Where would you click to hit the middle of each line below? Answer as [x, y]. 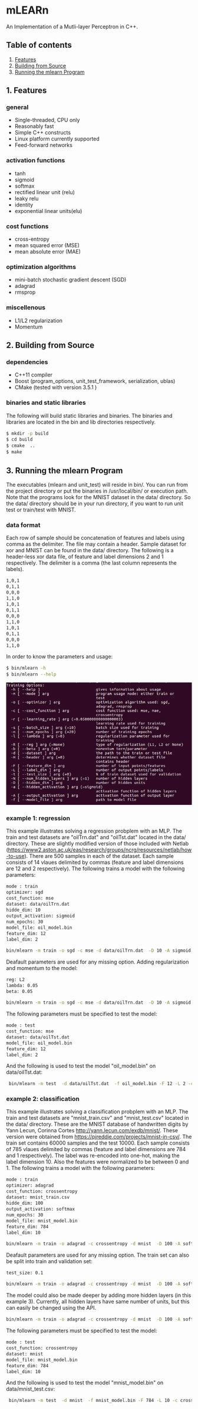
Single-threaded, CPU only [47, 120]
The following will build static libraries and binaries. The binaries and [89, 415]
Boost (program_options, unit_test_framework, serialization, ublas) [95, 381]
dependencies [27, 362]
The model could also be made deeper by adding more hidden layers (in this [99, 1295]
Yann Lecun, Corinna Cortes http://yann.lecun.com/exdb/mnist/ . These [92, 1130]
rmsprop [25, 292]
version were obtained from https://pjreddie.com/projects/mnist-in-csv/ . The [99, 1136]
